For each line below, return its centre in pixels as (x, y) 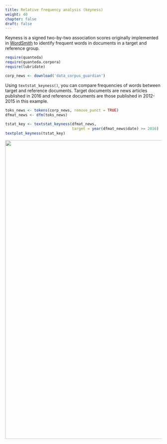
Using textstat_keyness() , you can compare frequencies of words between (83, 85)
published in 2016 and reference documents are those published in (74, 96)
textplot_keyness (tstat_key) (35, 133)
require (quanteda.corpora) (33, 62)
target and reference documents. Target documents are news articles (76, 91)
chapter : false (21, 19)
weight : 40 (16, 14)
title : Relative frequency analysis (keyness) (54, 10)
